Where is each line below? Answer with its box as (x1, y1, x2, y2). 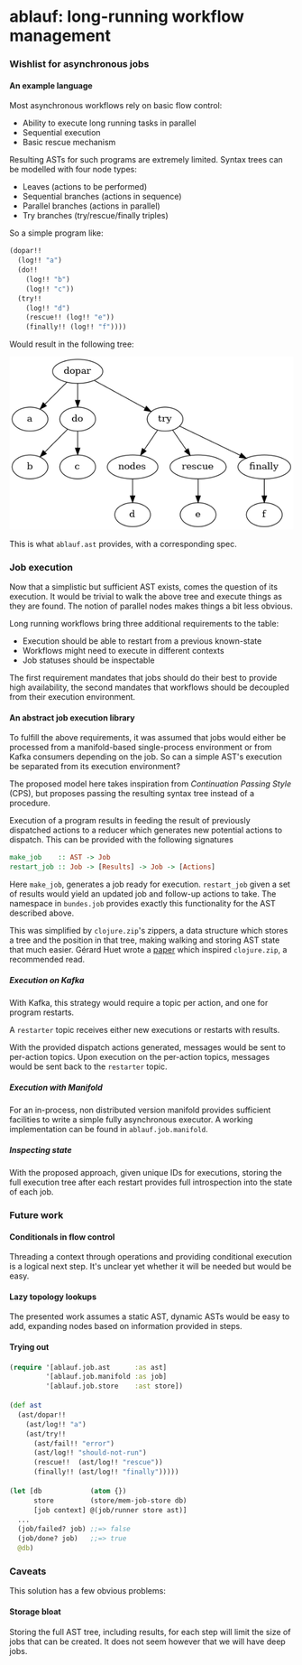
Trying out (9, 1342, 50, 1352)
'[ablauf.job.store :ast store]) (45, 1381, 183, 1391)
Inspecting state (9, 1144, 72, 1155)
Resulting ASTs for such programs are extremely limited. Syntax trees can (9, 154, 284, 165)
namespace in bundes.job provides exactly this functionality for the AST (9, 898, 277, 909)
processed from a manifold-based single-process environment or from (9, 742, 272, 753)
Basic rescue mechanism (22, 137, 116, 148)
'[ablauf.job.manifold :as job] (45, 1372, 168, 1381)
